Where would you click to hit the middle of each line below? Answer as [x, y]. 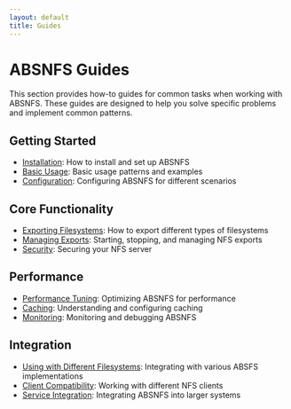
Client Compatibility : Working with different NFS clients [122, 385]
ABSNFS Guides [70, 70]
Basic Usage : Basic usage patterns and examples [112, 172]
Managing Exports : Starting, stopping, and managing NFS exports [142, 240]
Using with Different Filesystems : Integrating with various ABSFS [140, 366]
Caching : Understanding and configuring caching [112, 308]
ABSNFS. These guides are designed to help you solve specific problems [143, 104]
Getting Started [53, 141]
